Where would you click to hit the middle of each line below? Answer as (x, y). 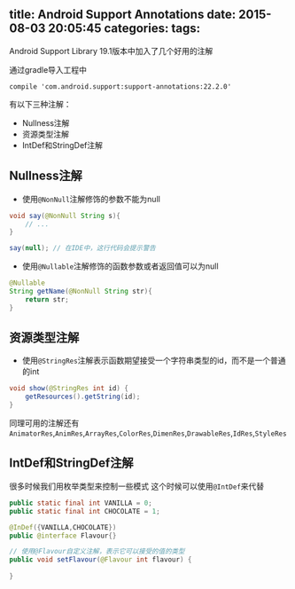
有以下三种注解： (40, 104)
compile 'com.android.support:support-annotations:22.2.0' (120, 86)
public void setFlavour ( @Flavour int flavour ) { (101, 560)
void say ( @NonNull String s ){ (65, 216)
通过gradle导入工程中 (48, 69)
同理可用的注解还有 (44, 423)
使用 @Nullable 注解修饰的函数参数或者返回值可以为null (120, 266)
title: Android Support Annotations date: (123, 15)
